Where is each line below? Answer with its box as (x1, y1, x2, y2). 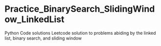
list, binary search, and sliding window (4, 35, 82, 41)
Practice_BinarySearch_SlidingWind (4, 3, 155, 15)
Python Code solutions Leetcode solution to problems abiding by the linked (4, 30, 156, 36)
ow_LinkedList (4, 14, 65, 25)
